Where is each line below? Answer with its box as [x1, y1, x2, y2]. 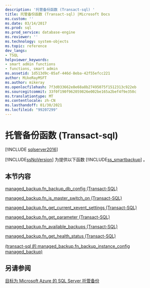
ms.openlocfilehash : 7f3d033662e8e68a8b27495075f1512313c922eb [5, 84, 137, 90]
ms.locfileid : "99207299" [5, 107, 58, 113]
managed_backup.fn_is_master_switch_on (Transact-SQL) [5, 195, 122, 201]
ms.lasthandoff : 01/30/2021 [5, 103, 63, 108]
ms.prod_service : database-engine [5, 30, 76, 35]
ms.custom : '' [5, 16, 34, 21]
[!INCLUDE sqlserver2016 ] [5, 146, 58, 152]
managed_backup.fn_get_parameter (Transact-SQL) [5, 214, 110, 220]
